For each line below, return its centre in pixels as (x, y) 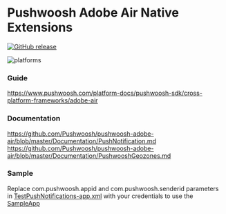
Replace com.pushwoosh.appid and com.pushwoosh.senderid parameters (113, 188)
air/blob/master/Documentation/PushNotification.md (82, 141)
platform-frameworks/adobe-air (53, 100)
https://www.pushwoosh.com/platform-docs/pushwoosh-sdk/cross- (105, 93)
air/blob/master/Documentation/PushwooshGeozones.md (89, 155)
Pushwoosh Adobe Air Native (93, 13)
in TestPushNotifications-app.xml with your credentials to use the (100, 196)
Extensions (40, 27)
